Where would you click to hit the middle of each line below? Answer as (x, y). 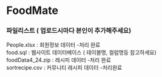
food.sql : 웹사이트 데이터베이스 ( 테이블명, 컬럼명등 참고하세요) (81, 53)
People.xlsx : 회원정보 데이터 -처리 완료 (53, 45)
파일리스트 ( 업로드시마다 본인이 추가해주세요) (69, 31)
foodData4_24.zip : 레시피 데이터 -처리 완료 (59, 60)
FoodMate (32, 11)
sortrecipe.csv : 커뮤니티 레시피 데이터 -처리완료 (64, 68)
